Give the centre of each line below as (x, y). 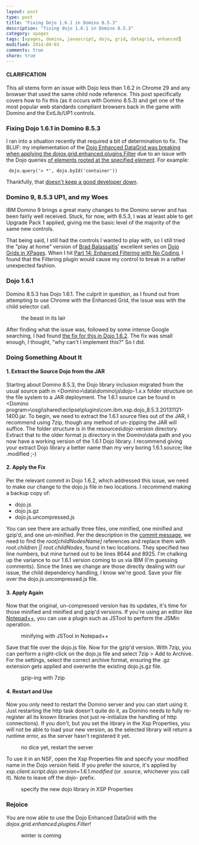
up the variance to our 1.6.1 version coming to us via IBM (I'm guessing (92, 560)
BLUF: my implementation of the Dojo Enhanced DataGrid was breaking (93, 147)
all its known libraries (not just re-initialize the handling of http (102, 717)
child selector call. (28, 306)
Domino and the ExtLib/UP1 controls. (51, 113)
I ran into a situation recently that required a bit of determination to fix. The (97, 141)
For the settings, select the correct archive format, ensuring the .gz (88, 660)
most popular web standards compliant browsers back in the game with (94, 107)
